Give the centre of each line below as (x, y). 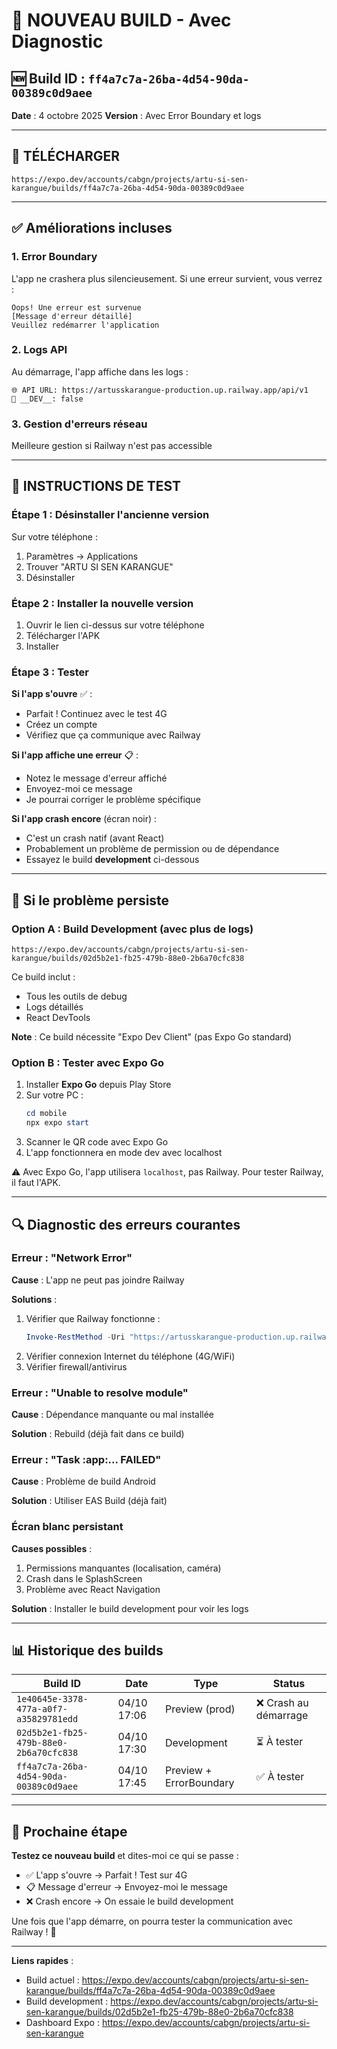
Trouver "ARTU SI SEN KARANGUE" (99, 566)
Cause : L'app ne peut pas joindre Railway (98, 1280)
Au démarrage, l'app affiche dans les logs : (100, 371)
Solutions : (34, 1299)
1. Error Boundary (54, 257)
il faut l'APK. (36, 1183)
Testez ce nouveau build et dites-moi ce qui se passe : (125, 1856)
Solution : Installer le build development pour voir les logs (130, 1608)
